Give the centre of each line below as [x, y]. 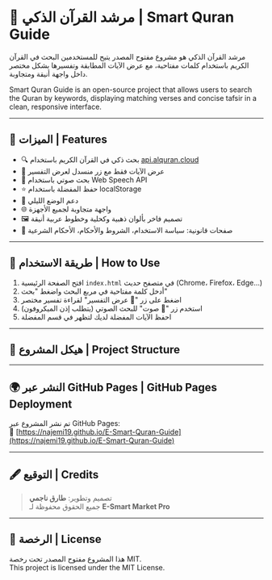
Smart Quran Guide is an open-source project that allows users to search [131, 90]
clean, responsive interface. [55, 106]
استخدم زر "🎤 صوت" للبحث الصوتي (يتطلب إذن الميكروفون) [111, 308]
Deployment [41, 404]
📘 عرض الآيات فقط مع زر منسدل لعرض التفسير [92, 171]
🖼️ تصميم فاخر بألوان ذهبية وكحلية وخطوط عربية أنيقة [102, 219]
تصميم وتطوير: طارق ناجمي [70, 498]
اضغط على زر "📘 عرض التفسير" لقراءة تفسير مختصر [101, 299]
